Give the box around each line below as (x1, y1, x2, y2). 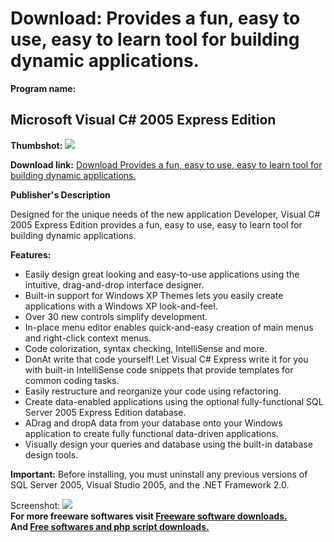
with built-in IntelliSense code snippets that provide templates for (24, 363, 294, 376)
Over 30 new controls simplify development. (24, 310, 208, 322)
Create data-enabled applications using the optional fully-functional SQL (24, 395, 324, 407)
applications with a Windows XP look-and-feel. (24, 300, 218, 312)
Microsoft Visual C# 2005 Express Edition (10, 112, 277, 129)
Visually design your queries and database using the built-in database (24, 438, 313, 450)
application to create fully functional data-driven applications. (24, 427, 279, 439)
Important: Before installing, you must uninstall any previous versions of (10, 468, 308, 480)
